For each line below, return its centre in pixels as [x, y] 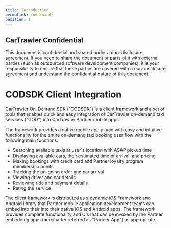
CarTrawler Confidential [44, 40]
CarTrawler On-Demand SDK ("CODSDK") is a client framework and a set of [85, 109]
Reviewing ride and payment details [50, 183]
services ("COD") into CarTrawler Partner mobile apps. [63, 120]
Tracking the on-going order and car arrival [58, 172]
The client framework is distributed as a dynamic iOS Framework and [78, 198]
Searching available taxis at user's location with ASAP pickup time [82, 150]
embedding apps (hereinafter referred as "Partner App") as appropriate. [81, 220]
